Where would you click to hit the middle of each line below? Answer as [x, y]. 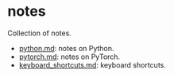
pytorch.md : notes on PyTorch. [70, 57]
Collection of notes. [40, 33]
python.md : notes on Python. [66, 48]
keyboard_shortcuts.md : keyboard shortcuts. [92, 64]
